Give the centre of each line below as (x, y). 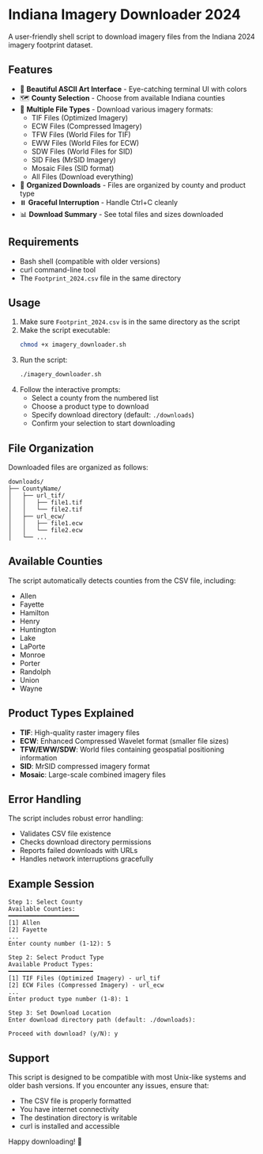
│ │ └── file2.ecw (45, 530)
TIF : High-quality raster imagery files (79, 732)
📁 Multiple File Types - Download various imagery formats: (116, 109)
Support (29, 1058)
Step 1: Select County (45, 902)
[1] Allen (24, 923)
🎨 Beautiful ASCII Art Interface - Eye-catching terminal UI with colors (133, 89)
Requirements (43, 242)
